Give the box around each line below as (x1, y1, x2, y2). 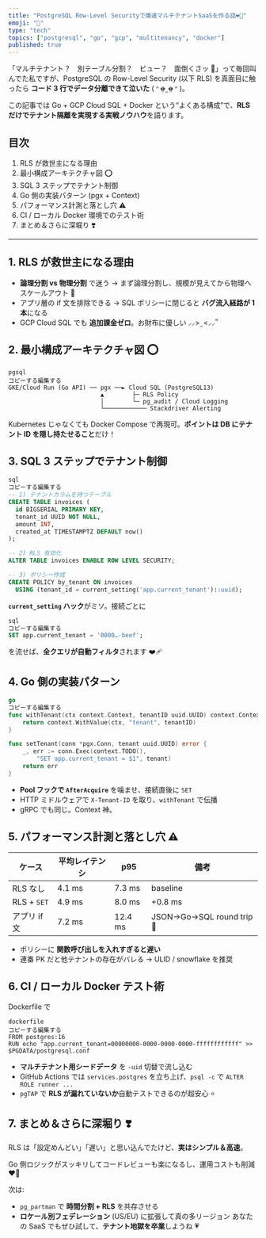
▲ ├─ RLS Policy (100, 390, 179, 399)
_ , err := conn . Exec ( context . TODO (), (22, 747, 147, 755)
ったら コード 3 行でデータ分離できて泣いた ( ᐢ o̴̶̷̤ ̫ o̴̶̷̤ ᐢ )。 (8, 84, 189, 94)
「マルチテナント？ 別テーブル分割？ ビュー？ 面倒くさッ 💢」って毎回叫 (8, 64, 257, 74)
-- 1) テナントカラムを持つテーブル (8, 491, 112, 499)
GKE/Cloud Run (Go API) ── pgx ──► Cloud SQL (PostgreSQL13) (8, 384, 215, 392)
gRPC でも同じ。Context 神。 (19, 804, 117, 814)
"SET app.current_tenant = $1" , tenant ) (36, 755, 172, 763)
